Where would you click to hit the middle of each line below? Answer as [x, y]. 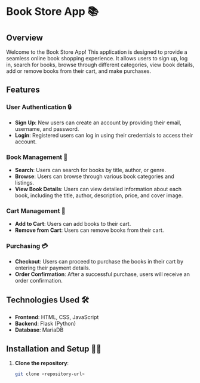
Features [23, 90]
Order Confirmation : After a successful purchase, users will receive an [102, 274]
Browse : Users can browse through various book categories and [94, 176]
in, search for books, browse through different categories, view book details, [100, 65]
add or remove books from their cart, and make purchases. [79, 71]
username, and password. [47, 128]
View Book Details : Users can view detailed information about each [98, 189]
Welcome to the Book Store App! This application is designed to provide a [97, 52]
